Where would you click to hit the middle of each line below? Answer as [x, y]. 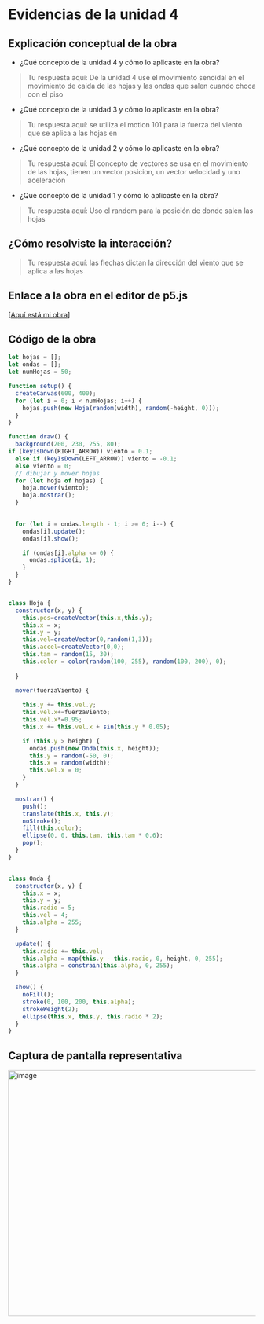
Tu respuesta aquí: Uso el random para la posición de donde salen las [140, 211]
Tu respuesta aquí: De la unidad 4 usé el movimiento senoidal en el [136, 77]
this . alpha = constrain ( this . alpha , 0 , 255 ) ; [98, 966]
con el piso [45, 94]
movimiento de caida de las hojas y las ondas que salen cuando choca [141, 86]
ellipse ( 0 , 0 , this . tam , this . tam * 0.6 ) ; [93, 836]
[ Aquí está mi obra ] [39, 314]
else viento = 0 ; [44, 466]
